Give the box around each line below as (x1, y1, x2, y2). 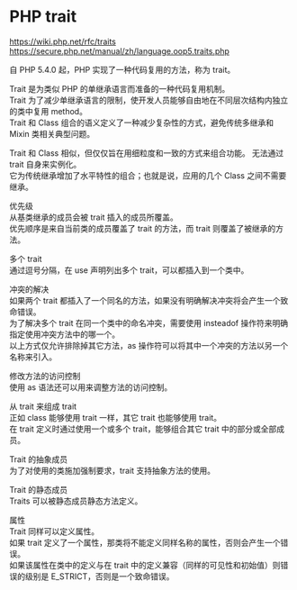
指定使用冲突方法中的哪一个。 (9, 329, 120, 340)
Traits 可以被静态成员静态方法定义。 (9, 495, 143, 506)
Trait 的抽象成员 (9, 453, 68, 465)
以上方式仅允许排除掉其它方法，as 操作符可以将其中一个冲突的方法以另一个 (9, 340, 289, 350)
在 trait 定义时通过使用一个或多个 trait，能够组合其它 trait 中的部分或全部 (9, 423, 277, 434)
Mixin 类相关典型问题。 (9, 128, 95, 139)
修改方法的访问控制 (9, 370, 81, 381)
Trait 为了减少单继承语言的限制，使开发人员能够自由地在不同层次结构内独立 (9, 95, 289, 105)
